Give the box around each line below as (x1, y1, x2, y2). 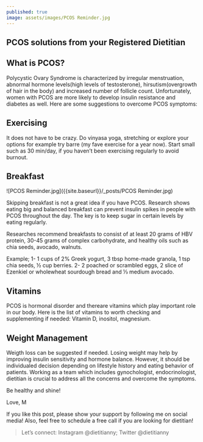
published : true (6, 9, 48, 15)
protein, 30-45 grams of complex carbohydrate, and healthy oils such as (6, 237, 189, 244)
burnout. (6, 153, 28, 161)
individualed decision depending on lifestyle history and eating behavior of (6, 361, 194, 369)
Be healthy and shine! (6, 386, 61, 394)
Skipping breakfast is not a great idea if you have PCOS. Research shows (6, 199, 190, 206)
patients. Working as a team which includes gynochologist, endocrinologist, (6, 368, 197, 375)
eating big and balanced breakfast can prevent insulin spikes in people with (6, 206, 196, 213)
